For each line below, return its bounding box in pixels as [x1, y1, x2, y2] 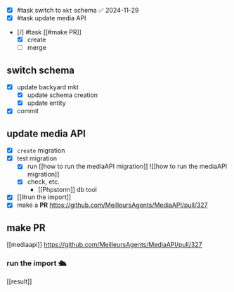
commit [16, 107, 39, 115]
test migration [16, 154, 58, 163]
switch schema [6, 64, 75, 76]
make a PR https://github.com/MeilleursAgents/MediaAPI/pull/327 [16, 201, 208, 210]
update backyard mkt [16, 83, 79, 91]
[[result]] [6, 277, 32, 286]
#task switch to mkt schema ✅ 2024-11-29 [16, 6, 139, 14]
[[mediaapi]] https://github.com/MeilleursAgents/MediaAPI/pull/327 [6, 241, 202, 249]
